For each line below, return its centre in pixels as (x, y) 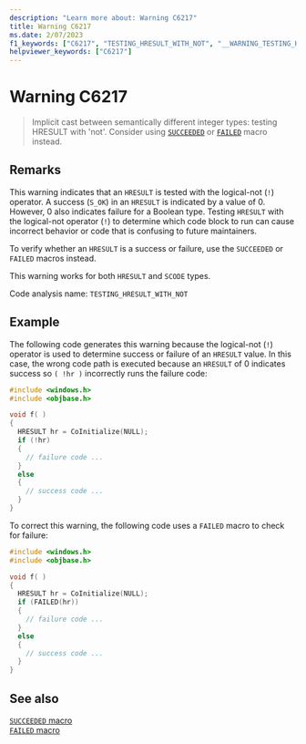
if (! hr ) (34, 440)
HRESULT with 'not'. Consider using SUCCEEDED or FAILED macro (149, 132)
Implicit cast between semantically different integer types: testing (154, 122)
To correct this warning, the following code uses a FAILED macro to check (147, 525)
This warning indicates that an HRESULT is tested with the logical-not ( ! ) (142, 191)
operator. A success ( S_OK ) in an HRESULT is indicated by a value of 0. (138, 201)
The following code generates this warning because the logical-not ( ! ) (141, 344)
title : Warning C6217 (51, 26)
